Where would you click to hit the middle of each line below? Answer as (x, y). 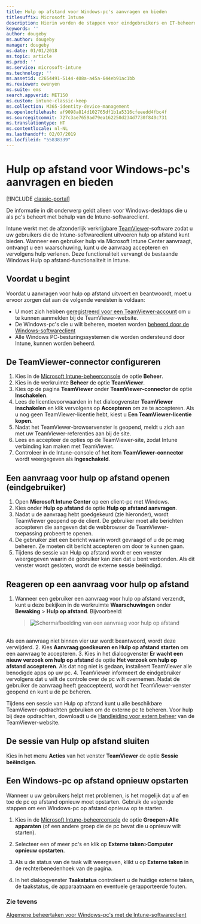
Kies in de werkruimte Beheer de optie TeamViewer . (80, 383)
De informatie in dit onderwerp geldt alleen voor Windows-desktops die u (97, 210)
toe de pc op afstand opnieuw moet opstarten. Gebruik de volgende (90, 802)
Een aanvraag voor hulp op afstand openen (88, 478)
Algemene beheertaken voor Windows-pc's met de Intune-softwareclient (96, 914)
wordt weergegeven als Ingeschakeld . (63, 459)
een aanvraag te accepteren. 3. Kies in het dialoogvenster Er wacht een (95, 653)
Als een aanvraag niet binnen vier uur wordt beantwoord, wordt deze (91, 641)
